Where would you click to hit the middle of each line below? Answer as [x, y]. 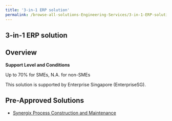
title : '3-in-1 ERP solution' [38, 10]
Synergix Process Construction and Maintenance [64, 113]
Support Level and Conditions [38, 65]
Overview [21, 53]
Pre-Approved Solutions [45, 100]
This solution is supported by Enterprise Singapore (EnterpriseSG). [76, 84]
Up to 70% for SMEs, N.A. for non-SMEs [48, 75]
